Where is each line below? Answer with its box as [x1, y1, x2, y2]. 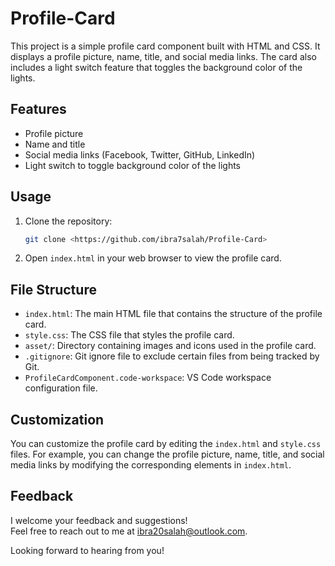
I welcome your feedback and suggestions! [10, 514, 188, 526]
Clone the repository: [24, 215, 113, 227]
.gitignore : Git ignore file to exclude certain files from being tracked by [24, 350, 320, 362]
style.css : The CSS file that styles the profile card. [24, 329, 235, 341]
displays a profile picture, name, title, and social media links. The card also [10, 50, 317, 62]
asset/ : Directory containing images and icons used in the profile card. [24, 340, 317, 352]
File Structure [10, 281, 97, 298]
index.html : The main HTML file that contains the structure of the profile [24, 308, 323, 320]
